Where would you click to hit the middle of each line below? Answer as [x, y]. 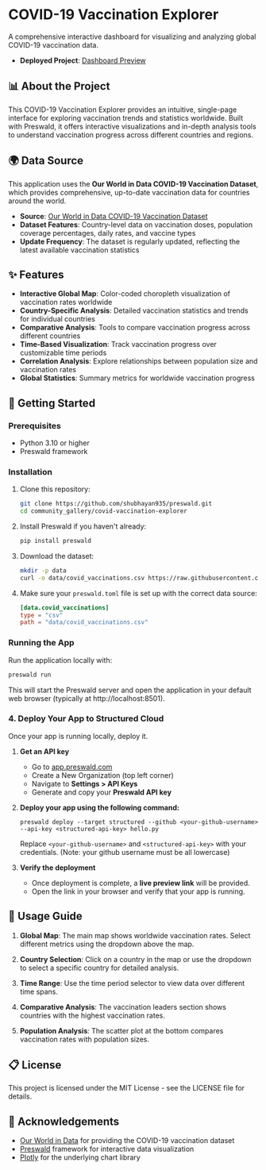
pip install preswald [55, 541]
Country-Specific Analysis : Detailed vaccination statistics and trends [134, 310]
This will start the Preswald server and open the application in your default [130, 690]
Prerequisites [35, 425]
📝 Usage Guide [46, 916]
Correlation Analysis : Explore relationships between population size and [139, 361]
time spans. [39, 991]
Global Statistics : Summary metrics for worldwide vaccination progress [137, 378]
